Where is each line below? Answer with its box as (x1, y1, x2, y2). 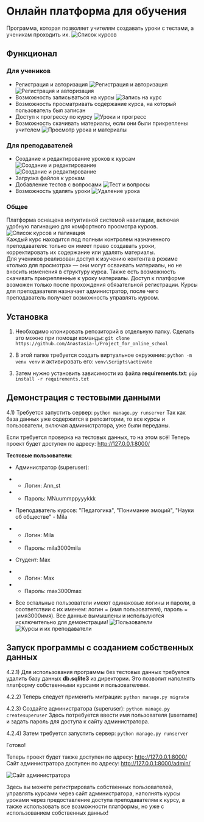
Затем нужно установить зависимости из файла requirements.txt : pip (15, 370, 197, 377)
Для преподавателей (6, 141, 73, 150)
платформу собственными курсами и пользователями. (6, 681, 150, 689)
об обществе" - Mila (15, 513, 68, 520)
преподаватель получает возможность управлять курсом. (6, 294, 160, 301)
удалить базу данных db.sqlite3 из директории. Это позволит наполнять (6, 675, 195, 682)
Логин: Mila (24, 531, 54, 538)
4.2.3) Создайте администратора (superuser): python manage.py (6, 704, 171, 712)
